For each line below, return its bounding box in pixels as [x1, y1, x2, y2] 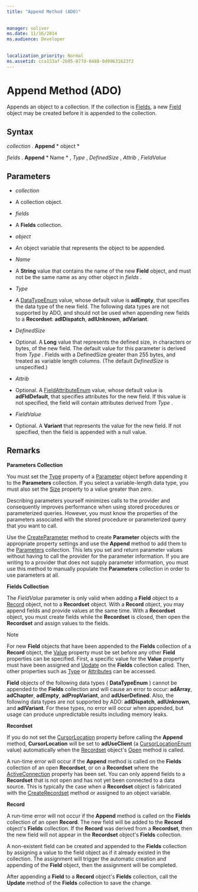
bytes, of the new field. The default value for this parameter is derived [15, 345, 186, 352]
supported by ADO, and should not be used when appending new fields [15, 309, 190, 316]
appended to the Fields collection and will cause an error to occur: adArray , [7, 685, 193, 692]
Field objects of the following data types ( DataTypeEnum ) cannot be [7, 679, 177, 686]
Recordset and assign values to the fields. [7, 619, 110, 626]
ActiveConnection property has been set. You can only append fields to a [7, 770, 186, 777]
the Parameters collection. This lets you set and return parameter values [7, 546, 183, 553]
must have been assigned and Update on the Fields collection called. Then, [7, 661, 191, 669]
